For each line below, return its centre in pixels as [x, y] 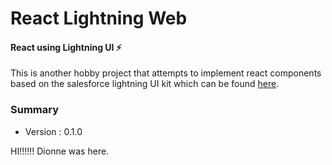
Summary [35, 110]
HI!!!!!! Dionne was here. [60, 151]
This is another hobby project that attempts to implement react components [166, 73]
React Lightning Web [99, 18]
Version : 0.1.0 [53, 131]
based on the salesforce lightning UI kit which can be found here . [145, 84]
